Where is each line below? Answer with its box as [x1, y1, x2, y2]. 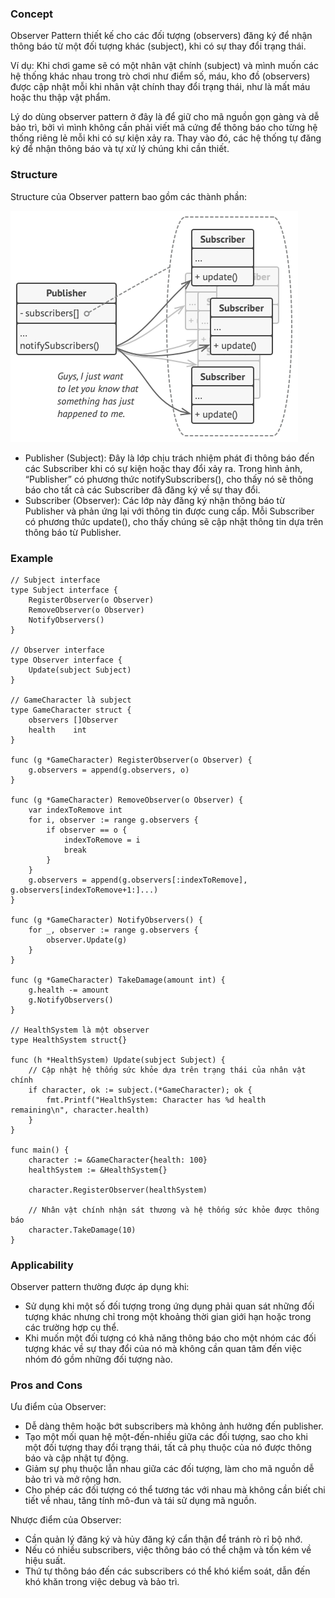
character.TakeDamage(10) [28, 1225, 137, 1235]
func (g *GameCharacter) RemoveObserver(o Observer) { [10, 795, 244, 805]
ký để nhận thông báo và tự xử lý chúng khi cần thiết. [10, 143, 230, 155]
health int [28, 725, 87, 735]
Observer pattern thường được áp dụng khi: [10, 1281, 190, 1293]
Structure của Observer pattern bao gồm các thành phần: [10, 190, 248, 202]
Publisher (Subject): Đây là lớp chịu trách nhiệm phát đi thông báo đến [24, 452, 315, 464]
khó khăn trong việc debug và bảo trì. [24, 1576, 180, 1588]
